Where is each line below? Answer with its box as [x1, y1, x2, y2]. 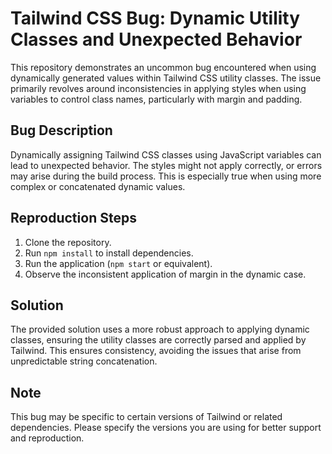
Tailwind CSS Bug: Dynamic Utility [10, 7, 301, 30]
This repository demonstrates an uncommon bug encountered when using [10, 61, 317, 73]
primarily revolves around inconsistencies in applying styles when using [10, 82, 307, 94]
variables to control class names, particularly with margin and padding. [10, 93, 303, 105]
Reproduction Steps [10, 210, 137, 227]
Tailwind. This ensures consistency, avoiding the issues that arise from [10, 345, 302, 357]
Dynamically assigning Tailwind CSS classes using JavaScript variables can [10, 148, 322, 161]
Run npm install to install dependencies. [24, 247, 194, 259]
